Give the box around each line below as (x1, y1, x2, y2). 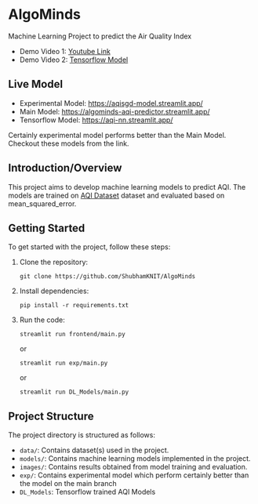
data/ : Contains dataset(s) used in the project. (19, 445, 169, 455)
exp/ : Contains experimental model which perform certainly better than (19, 470, 249, 480)
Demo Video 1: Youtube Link (19, 46, 111, 56)
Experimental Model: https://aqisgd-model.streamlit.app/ (19, 98, 204, 107)
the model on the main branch (19, 479, 118, 488)
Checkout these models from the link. (8, 139, 129, 148)
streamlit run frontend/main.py (19, 331, 125, 339)
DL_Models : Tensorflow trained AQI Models (19, 488, 156, 497)
